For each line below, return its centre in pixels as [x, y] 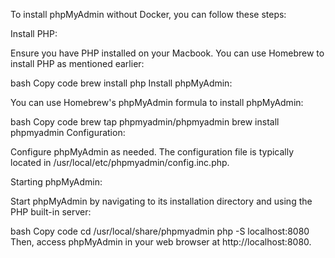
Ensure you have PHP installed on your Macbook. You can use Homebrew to [167, 53]
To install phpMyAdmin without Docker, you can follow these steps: [148, 14]
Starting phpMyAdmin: [56, 182]
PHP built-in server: [51, 212]
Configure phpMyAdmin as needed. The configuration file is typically [152, 152]
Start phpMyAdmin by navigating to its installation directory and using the [161, 201]
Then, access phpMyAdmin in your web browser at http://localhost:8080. [161, 242]
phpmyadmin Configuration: [68, 132]
